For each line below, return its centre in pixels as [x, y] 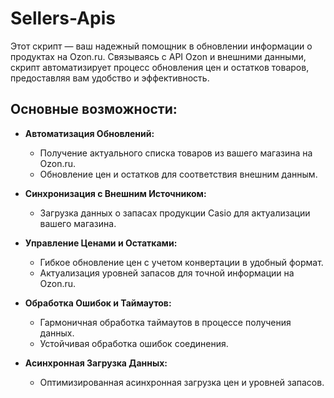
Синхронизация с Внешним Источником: [115, 193]
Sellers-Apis [63, 18]
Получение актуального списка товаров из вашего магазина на [176, 153]
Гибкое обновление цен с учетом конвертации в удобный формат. [181, 262]
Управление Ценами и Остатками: [101, 243]
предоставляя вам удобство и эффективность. [110, 78]
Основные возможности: [94, 109]
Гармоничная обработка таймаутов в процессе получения [165, 322]
